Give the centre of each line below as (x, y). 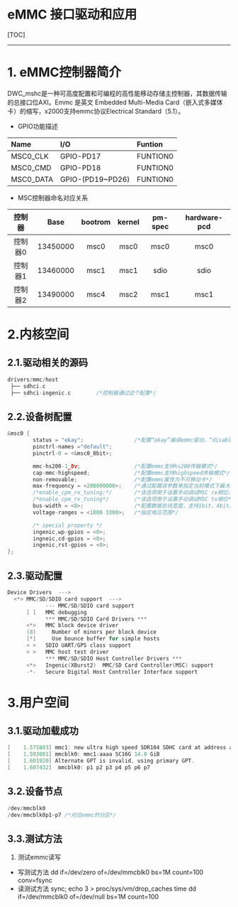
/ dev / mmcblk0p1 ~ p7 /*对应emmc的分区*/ (62, 815)
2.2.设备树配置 (40, 417)
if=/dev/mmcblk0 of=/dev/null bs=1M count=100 (88, 897)
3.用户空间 (38, 703)
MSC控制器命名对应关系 (53, 198)
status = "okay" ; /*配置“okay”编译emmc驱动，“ (123, 440)
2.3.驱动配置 (35, 575)
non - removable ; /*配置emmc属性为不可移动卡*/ (123, 479)
